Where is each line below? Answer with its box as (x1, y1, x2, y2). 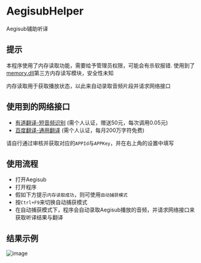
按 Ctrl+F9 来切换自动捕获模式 (15, 199, 88, 206)
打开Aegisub (15, 176, 47, 183)
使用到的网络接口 (6, 102, 70, 112)
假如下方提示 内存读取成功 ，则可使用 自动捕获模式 (15, 191, 128, 198)
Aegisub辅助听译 (6, 25, 48, 32)
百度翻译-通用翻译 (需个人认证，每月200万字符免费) (15, 126, 145, 134)
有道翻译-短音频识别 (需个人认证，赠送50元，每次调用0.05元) (15, 119, 168, 126)
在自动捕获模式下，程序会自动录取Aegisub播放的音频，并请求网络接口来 (15, 206, 195, 213)
